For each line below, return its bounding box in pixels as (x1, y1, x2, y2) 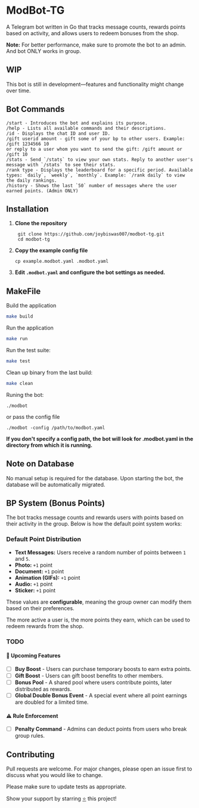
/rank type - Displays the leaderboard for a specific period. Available (6, 167, 194, 173)
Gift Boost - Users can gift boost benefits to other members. (14, 672, 164, 679)
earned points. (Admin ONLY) (6, 188, 79, 194)
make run (6, 336, 28, 342)
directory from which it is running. (6, 442, 93, 449)
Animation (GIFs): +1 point (14, 574, 80, 581)
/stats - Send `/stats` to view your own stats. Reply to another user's (6, 156, 194, 163)
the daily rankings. (6, 177, 58, 184)
